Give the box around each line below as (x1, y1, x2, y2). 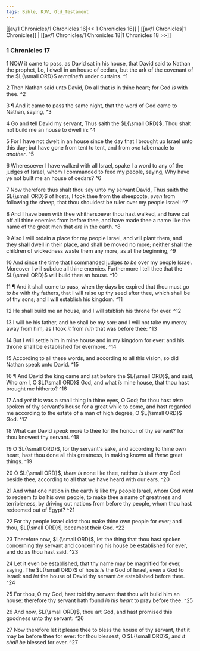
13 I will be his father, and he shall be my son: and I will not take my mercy (6, 318, 187, 325)
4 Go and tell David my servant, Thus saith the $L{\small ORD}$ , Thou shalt (6, 120, 192, 127)
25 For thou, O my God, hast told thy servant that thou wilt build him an (6, 590, 180, 597)
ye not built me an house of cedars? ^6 (6, 174, 102, 182)
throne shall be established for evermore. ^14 (6, 343, 117, 350)
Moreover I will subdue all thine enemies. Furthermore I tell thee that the (6, 265, 183, 272)
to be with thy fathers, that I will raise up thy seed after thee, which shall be (6, 289, 190, 296)
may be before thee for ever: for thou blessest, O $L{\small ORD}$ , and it (6, 633, 186, 640)
